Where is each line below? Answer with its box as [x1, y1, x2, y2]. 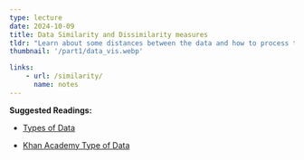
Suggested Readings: [9, 105, 92, 116]
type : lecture [9, 13, 63, 23]
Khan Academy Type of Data [22, 139, 130, 150]
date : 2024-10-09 [9, 22, 75, 31]
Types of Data [22, 122, 75, 133]
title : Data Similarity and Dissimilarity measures [9, 30, 208, 39]
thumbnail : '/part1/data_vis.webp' [9, 47, 144, 56]
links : [9, 63, 34, 72]
